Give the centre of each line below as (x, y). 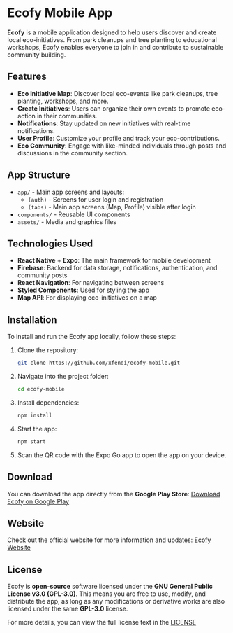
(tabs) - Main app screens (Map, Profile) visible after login (112, 207)
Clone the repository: (48, 350)
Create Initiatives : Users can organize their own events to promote (114, 108)
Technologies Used (50, 243)
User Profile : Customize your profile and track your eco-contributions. (118, 138)
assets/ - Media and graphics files (67, 221)
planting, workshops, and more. (63, 101)
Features (27, 77)
